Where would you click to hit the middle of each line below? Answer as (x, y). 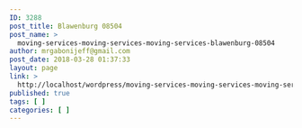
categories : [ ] (40, 110)
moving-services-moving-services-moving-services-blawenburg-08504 (147, 43)
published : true (40, 93)
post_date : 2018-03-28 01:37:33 (70, 59)
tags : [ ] (28, 101)
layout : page (34, 69)
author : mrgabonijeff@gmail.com (70, 51)
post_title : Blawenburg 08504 (66, 26)
